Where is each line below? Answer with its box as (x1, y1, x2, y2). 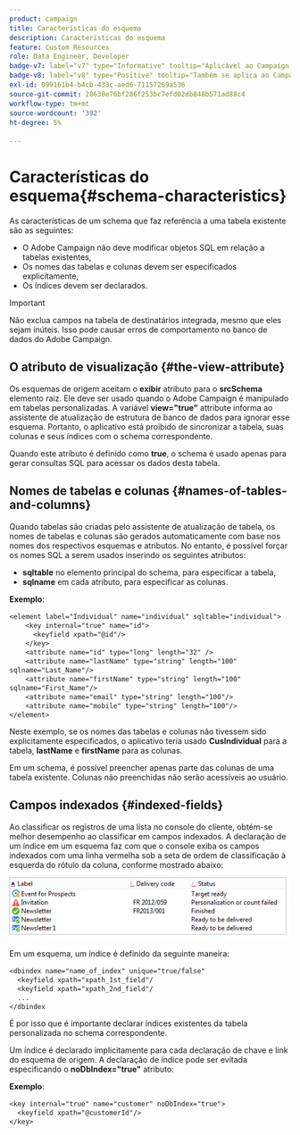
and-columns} (9, 497, 92, 513)
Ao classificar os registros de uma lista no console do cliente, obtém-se (9, 822, 273, 832)
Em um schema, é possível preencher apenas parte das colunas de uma (9, 762, 275, 772)
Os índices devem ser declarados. (21, 280, 148, 291)
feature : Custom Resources (9, 43, 110, 52)
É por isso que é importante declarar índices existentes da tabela (9, 1018, 248, 1029)
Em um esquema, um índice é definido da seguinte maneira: (9, 948, 230, 959)
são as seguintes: (9, 225, 74, 236)
